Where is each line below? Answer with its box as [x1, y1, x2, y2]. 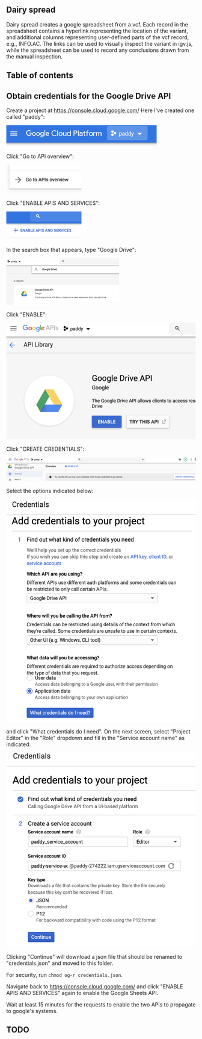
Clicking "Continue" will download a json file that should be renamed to [6, 953, 183, 960]
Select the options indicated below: [6, 488, 94, 495]
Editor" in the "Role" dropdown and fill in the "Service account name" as [6, 734, 185, 741]
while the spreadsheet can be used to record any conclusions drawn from [6, 46, 189, 54]
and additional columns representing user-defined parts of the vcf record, [6, 33, 189, 41]
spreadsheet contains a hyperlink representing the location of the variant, [6, 27, 188, 34]
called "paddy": [6, 113, 45, 121]
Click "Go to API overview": [6, 152, 74, 160]
